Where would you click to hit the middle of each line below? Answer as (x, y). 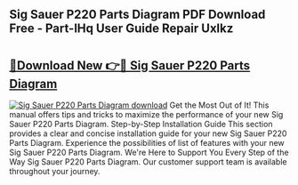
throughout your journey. (55, 171)
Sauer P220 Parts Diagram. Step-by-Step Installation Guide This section (141, 124)
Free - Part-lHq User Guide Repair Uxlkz (121, 29)
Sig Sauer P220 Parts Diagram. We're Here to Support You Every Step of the (149, 152)
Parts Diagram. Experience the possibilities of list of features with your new (147, 143)
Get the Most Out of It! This (219, 105)
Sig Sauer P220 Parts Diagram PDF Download (137, 15)
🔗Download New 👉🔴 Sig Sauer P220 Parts (130, 65)
